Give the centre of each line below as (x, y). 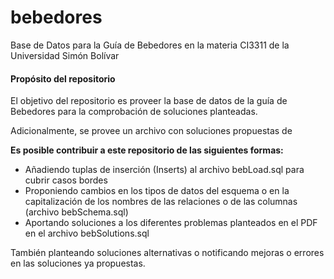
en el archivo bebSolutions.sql (87, 233)
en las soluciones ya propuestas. (78, 263)
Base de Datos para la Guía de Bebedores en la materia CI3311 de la (150, 45)
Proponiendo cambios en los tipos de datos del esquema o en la (157, 191)
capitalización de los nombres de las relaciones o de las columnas (161, 202)
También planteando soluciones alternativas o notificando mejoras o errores (167, 253)
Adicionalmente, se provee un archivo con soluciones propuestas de (151, 131)
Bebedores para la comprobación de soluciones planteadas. (134, 112)
